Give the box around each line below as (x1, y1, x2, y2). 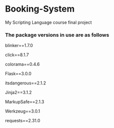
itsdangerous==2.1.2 (5, 80, 46, 86)
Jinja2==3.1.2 (5, 90, 32, 96)
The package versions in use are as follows (5, 32, 110, 38)
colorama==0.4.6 (5, 62, 40, 67)
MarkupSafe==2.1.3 (5, 99, 45, 105)
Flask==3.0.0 (5, 71, 32, 77)
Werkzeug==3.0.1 (5, 108, 40, 114)
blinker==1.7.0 (5, 43, 33, 48)
